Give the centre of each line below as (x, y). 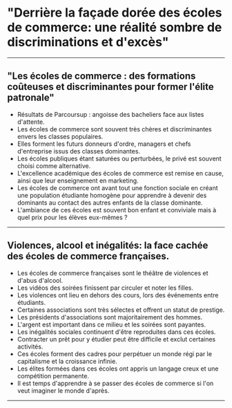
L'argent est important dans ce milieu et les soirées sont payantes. (111, 324)
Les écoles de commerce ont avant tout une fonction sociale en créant (118, 187)
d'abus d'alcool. (40, 280)
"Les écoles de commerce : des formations (101, 76)
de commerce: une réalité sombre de (115, 27)
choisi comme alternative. (54, 166)
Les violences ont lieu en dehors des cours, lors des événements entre (118, 295)
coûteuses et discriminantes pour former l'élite (110, 87)
